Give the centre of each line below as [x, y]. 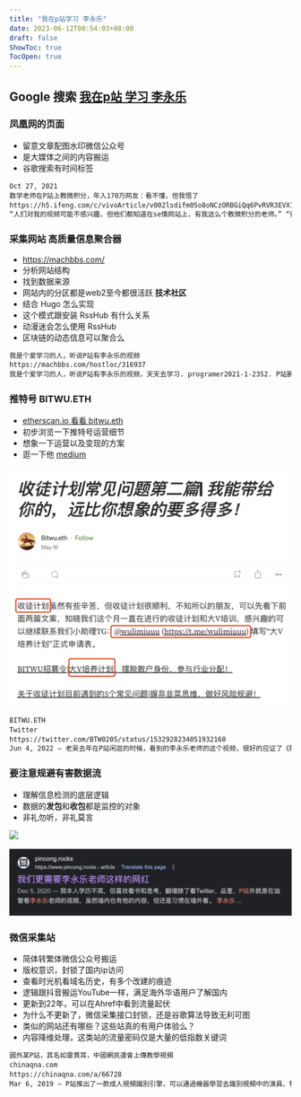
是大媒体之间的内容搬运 [65, 156]
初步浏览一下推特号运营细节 [73, 432]
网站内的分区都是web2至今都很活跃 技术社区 [104, 293]
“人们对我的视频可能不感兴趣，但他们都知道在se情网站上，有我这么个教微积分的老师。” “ [150, 215]
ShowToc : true [36, 48]
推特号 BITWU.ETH [51, 399]
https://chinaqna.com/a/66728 [66, 1075]
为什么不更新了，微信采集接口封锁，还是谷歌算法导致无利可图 [136, 1015]
